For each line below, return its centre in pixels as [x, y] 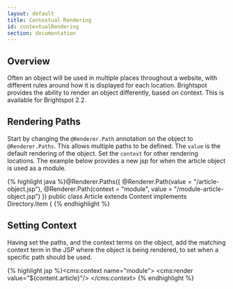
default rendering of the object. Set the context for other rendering [103, 153]
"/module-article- [199, 189]
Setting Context [42, 225]
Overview [29, 61]
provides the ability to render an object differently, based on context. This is [116, 93]
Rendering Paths [44, 122]
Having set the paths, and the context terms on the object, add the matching [116, 242]
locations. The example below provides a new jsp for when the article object [116, 160]
